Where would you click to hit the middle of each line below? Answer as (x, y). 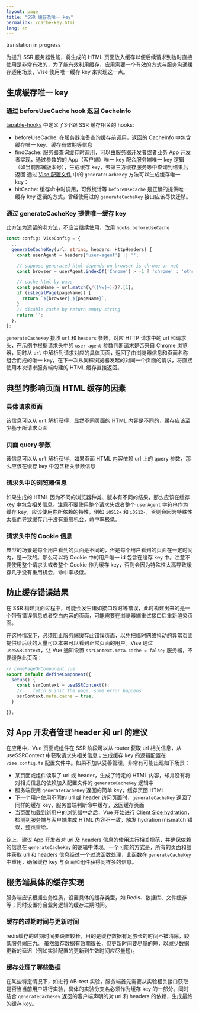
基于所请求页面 (29, 428)
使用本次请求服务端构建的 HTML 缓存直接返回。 (64, 368)
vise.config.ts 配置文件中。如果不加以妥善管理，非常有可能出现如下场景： (98, 763)
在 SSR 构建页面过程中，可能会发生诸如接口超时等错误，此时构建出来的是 (96, 608)
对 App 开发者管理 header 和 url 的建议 (77, 733)
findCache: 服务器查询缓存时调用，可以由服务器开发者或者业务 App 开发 (103, 152)
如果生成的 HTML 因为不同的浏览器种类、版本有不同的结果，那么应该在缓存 (98, 497)
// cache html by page (45, 282)
